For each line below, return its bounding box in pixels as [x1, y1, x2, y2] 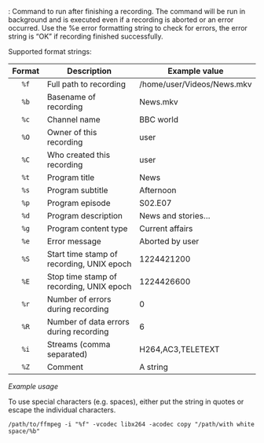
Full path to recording [46, 79, 126, 90]
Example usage [8, 382, 59, 391]
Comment [46, 361, 84, 372]
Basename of [46, 92, 96, 102]
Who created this [46, 149, 111, 160]
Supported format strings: [8, 47, 92, 56]
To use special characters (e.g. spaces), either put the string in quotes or [8, 397, 244, 406]
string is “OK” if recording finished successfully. [8, 31, 163, 41]
